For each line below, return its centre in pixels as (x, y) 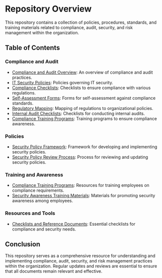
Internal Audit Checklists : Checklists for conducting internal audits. (78, 113)
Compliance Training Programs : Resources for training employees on (81, 185)
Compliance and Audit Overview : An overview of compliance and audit (82, 72)
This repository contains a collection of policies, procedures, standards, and (81, 22)
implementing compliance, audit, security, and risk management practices (79, 261)
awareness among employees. (43, 201)
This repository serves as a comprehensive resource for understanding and (80, 256)
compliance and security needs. (44, 229)
